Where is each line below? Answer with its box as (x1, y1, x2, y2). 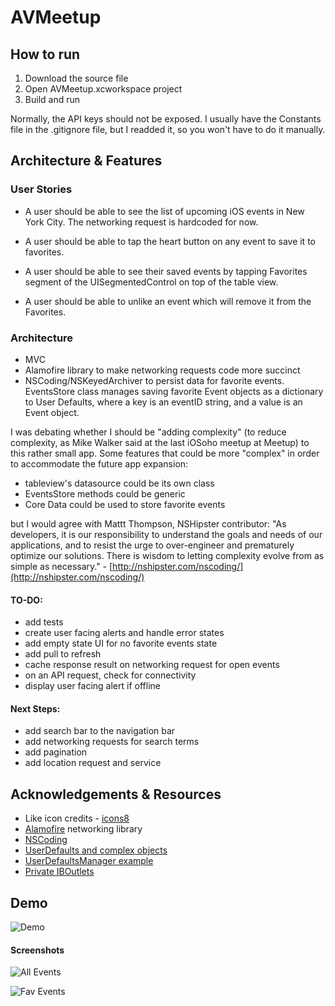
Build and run (24, 94, 80, 105)
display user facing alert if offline (24, 680, 161, 692)
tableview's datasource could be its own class (24, 477, 215, 489)
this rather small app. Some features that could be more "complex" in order (10, 447, 320, 459)
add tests (24, 616, 64, 628)
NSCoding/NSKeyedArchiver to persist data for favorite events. (24, 374, 285, 386)
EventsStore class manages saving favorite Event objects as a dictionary (24, 385, 324, 397)
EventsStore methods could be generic (24, 487, 186, 500)
